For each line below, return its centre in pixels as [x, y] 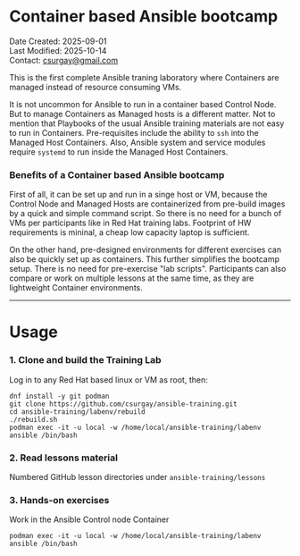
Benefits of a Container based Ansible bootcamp [117, 174]
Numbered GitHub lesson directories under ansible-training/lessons [137, 477]
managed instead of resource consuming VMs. [96, 87]
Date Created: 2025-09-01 [58, 41]
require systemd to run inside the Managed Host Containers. [119, 152]
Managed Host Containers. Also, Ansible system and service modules [137, 142]
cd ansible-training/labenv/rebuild [77, 412]
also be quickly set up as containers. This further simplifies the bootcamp [144, 259]
